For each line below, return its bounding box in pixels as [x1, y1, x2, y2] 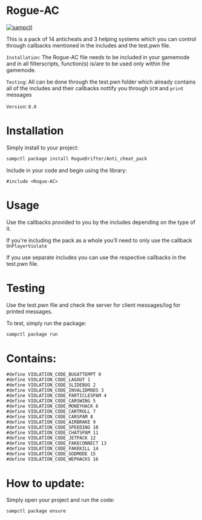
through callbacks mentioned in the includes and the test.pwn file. [6, 42, 171, 49]
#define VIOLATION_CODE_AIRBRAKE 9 [6, 419, 96, 426]
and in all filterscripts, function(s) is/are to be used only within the [6, 60, 171, 67]
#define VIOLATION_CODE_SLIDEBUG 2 [6, 382, 96, 388]
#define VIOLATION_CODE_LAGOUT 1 [6, 377, 91, 383]
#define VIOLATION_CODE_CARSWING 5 [6, 398, 96, 404]
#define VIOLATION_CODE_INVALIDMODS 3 [6, 387, 104, 393]
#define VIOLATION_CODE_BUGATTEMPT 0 [6, 372, 102, 378]
